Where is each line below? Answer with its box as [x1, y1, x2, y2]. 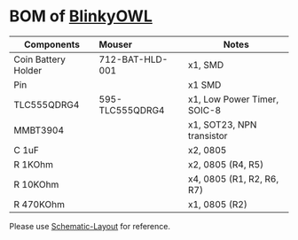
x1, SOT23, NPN [187, 118, 257, 130]
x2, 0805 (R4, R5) [187, 158, 264, 170]
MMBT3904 [13, 124, 65, 136]
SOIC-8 [187, 104, 222, 116]
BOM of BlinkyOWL [9, 6, 153, 27]
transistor [187, 129, 228, 142]
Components [23, 38, 81, 50]
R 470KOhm [13, 197, 65, 210]
